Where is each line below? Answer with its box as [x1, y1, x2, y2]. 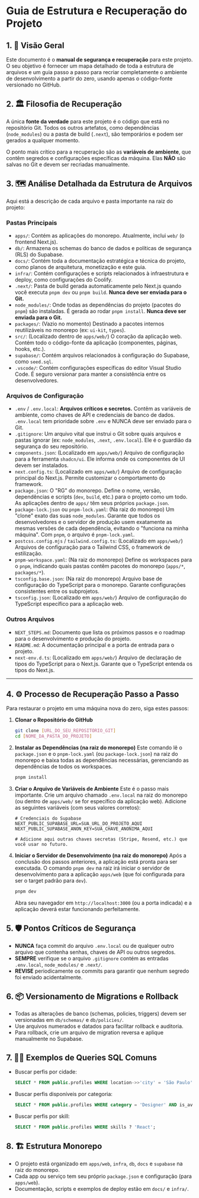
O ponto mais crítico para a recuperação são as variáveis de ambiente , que [6, 148, 191, 155]
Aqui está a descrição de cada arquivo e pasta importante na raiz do [6, 197, 174, 205]
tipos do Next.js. [14, 666, 55, 673]
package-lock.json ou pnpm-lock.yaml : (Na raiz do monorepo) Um [14, 506, 175, 513]
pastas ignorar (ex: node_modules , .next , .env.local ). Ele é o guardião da [14, 437, 192, 444]
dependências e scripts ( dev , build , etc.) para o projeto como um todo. [14, 493, 188, 500]
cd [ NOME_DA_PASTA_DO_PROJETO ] [14, 733, 92, 739]
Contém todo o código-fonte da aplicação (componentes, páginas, [14, 339, 178, 346]
